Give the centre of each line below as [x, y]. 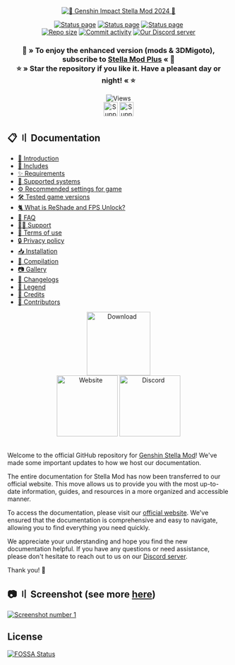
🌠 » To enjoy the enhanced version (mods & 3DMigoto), [119, 50]
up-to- [210, 484]
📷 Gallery [32, 269]
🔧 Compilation [38, 261]
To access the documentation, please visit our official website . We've [108, 513]
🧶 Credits [31, 295]
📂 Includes [33, 166]
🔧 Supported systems [49, 182]
